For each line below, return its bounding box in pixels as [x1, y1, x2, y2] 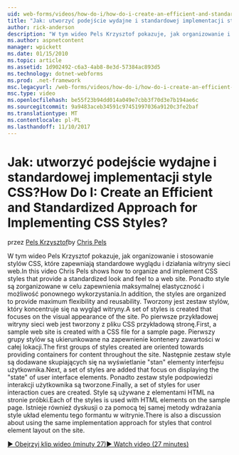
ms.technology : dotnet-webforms [7, 70, 103, 77]
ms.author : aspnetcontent [7, 37, 84, 44]
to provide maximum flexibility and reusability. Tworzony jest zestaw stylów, [7, 297, 230, 306]
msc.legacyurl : [7, 83, 53, 91]
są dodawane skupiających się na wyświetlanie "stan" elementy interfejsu [7, 358, 224, 367]
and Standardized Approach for [7, 199, 198, 215]
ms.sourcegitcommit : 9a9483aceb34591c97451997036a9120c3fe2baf [7, 103, 199, 111]
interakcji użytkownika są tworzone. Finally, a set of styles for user [7, 381, 201, 389]
